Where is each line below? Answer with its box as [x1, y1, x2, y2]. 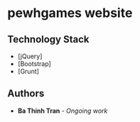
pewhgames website [7, 5, 133, 21]
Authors [7, 87, 45, 100]
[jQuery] [17, 52, 43, 60]
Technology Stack [7, 33, 90, 45]
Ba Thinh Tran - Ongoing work [17, 106, 108, 115]
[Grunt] [17, 67, 39, 75]
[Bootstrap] [17, 60, 51, 68]
